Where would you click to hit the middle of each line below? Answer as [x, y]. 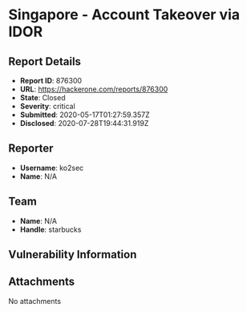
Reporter [31, 149]
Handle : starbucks [51, 229]
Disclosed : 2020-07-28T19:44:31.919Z [84, 123]
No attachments [35, 301]
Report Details [45, 61]
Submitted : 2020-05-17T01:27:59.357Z [85, 115]
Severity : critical [48, 106]
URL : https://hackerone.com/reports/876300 [94, 89]
